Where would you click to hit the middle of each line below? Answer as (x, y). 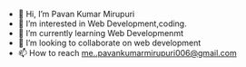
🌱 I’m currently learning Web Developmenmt (101, 33)
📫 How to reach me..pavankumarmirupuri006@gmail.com (128, 53)
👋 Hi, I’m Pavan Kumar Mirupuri (76, 14)
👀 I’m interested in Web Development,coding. (103, 24)
